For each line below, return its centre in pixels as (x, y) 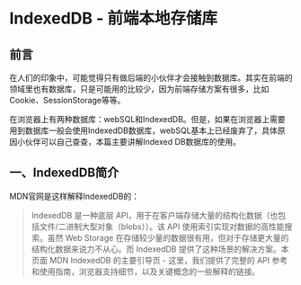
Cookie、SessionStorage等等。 (67, 100)
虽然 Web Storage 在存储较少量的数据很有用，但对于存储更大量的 (168, 237)
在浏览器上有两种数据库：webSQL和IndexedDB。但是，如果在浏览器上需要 (147, 119)
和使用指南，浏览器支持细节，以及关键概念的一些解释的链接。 (146, 272)
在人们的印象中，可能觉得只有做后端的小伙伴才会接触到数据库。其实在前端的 (151, 78)
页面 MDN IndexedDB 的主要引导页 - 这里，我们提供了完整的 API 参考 (159, 260)
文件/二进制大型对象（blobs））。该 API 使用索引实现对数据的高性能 (162, 227)
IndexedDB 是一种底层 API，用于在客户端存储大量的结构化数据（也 (155, 215)
